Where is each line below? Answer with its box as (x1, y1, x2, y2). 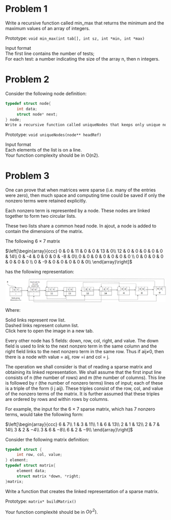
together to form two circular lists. (5, 213, 76, 219)
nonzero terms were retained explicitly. (5, 198, 87, 204)
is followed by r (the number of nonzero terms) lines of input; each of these (5, 380, 163, 386)
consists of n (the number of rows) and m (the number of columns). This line (5, 374, 166, 381)
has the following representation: (5, 269, 75, 275)
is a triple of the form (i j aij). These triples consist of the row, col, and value (5, 385, 163, 391)
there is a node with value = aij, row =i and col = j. (5, 354, 110, 360)
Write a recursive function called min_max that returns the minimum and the (5, 20, 164, 26)
